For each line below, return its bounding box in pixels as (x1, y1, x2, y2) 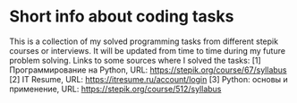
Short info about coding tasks (9, 6, 234, 27)
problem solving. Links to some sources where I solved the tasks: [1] (9, 55, 261, 65)
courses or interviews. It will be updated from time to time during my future (9, 45, 286, 56)
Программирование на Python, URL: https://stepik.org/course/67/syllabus (9, 64, 287, 75)
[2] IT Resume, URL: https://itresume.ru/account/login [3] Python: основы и (9, 73, 288, 84)
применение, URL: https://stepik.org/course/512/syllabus (9, 83, 222, 94)
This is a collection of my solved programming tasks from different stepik (9, 36, 279, 47)
